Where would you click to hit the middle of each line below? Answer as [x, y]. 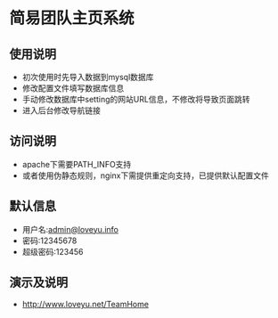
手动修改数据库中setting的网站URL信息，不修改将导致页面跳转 [136, 99]
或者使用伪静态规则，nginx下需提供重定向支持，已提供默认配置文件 [145, 175]
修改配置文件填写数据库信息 [73, 88]
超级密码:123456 [53, 251]
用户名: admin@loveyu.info [70, 229]
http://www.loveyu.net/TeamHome [86, 305]
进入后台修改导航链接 [61, 110]
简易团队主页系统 [72, 18]
